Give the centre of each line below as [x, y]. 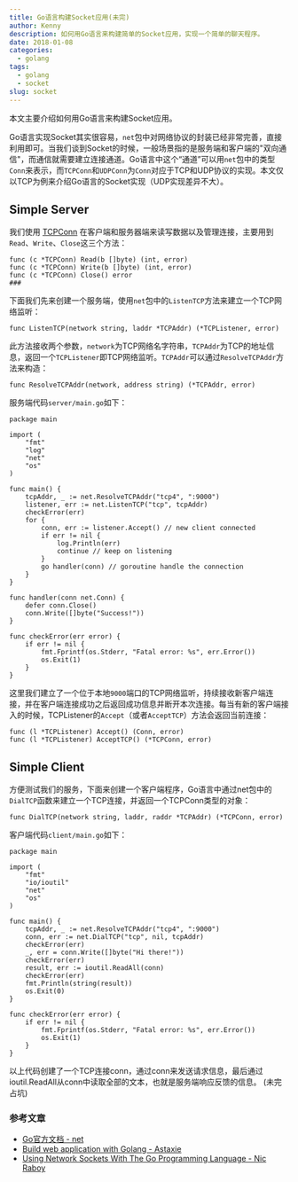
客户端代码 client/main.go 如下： [68, 835]
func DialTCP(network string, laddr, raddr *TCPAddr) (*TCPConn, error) [146, 818]
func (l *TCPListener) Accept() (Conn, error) [97, 732]
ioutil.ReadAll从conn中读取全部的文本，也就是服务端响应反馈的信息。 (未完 [145, 1082]
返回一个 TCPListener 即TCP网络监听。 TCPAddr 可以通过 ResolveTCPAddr [150, 357]
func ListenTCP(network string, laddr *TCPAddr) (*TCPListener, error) [144, 329]
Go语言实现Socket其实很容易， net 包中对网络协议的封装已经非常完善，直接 [145, 137]
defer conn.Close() [61, 606]
